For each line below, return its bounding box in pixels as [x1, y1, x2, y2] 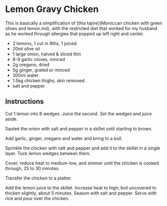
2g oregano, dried [12, 61, 50, 67]
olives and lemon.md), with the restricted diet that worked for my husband [5, 25, 158, 31]
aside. [5, 116, 18, 122]
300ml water [12, 72, 39, 78]
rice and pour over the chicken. [5, 195, 70, 201]
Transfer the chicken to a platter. [5, 175, 72, 181]
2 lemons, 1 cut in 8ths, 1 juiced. [12, 40, 78, 46]
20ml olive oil [12, 45, 40, 51]
